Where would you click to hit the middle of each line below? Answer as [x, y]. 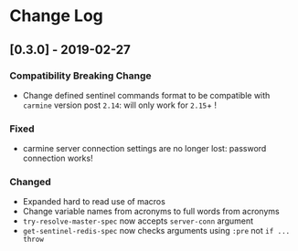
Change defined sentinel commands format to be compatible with [146, 95]
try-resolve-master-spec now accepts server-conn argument [138, 221]
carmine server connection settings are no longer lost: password [144, 149]
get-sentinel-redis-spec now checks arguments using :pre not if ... [156, 231]
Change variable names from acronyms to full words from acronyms [151, 212]
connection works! [58, 158]
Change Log [56, 16]
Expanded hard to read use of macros [94, 202]
